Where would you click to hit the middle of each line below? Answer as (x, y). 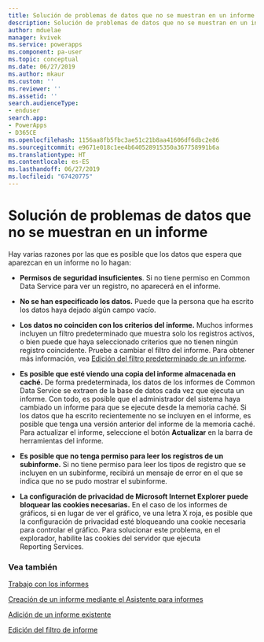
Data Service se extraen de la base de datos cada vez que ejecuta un (132, 390)
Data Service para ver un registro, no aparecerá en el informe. (120, 286)
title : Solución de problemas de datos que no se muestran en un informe (132, 15)
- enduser (24, 111)
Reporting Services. (51, 546)
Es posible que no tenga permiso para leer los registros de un (121, 456)
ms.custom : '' (31, 81)
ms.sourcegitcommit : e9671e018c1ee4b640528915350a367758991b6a (114, 147)
